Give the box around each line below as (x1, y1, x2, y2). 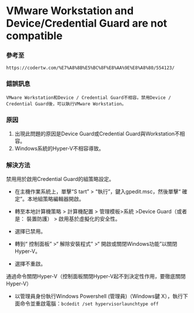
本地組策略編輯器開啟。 (27, 196, 84, 203)
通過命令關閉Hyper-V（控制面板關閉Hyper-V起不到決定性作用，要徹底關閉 (6, 273, 186, 280)
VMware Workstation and (6, 4, 134, 18)
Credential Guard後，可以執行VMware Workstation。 (6, 101, 126, 107)
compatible (6, 29, 63, 42)
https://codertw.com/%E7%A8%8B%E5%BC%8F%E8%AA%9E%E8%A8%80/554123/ (6, 65, 175, 71)
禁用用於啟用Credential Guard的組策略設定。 (6, 176, 115, 183)
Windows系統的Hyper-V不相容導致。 (14, 145, 104, 152)
